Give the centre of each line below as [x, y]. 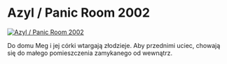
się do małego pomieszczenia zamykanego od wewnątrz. [90, 53]
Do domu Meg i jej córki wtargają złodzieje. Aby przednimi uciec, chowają [114, 45]
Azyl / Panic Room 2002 [79, 13]
